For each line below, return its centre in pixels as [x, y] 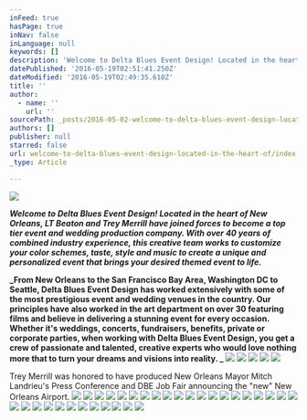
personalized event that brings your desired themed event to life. [136, 262]
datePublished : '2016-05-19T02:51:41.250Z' [94, 69]
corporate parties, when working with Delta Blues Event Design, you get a [152, 338]
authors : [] [32, 129]
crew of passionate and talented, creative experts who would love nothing [153, 347]
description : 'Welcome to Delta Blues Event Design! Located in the [143, 60]
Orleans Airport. [40, 396]
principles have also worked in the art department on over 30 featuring [147, 309]
